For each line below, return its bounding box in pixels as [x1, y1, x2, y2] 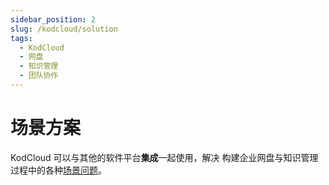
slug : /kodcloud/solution [10, 24, 118, 34]
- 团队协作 [19, 71, 59, 81]
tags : [10, 33, 33, 43]
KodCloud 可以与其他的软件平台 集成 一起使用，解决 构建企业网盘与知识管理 [10, 151, 319, 163]
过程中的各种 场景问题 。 [10, 164, 107, 176]
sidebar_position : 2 [10, 14, 97, 25]
